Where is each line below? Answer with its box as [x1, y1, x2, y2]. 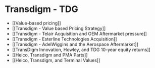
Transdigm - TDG [5, 3, 79, 15]
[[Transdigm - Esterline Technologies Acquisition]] [12, 36, 117, 42]
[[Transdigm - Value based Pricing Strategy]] [12, 25, 106, 31]
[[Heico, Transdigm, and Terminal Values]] [12, 57, 100, 63]
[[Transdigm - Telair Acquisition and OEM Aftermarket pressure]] [12, 30, 147, 36]
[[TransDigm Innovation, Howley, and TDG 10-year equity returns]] [12, 46, 151, 52]
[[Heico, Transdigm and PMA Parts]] [12, 51, 88, 58]
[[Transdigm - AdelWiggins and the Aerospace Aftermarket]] [12, 41, 138, 47]
